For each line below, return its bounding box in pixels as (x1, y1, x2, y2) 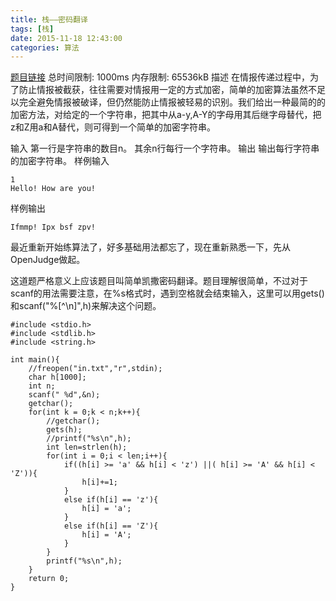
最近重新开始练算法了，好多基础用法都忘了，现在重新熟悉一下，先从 (10, 241, 291, 253)
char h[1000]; (28, 372, 87, 383)
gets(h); (46, 425, 83, 435)
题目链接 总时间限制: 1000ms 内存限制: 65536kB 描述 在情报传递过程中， (10, 71, 310, 83)
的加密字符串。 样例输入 (10, 155, 110, 167)
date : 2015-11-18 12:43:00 (10, 33, 123, 43)
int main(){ (10, 355, 60, 365)
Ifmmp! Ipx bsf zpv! (10, 222, 97, 233)
